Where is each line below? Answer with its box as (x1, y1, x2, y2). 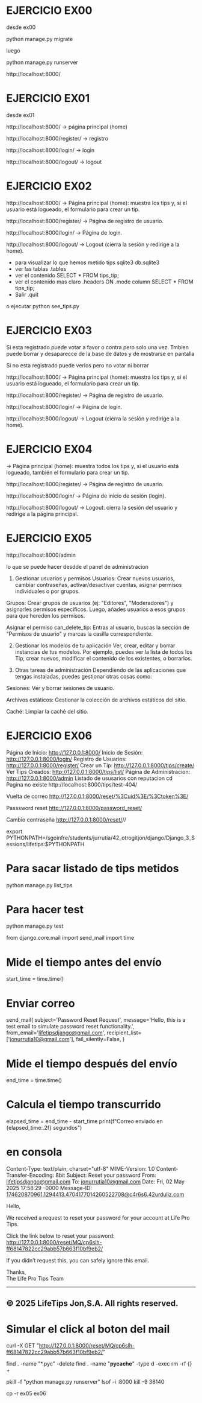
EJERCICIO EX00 (6, 4, 93, 17)
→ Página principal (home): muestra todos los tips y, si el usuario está (6, 462, 179, 469)
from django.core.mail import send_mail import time (6, 934, 135, 942)
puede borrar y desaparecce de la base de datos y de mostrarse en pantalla (6, 350, 195, 357)
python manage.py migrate (6, 35, 73, 42)
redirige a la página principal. (6, 510, 79, 518)
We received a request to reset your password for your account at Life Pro (6, 1214, 191, 1221)
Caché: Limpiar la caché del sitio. (6, 708, 88, 715)
